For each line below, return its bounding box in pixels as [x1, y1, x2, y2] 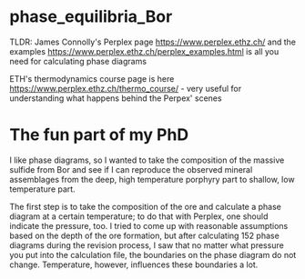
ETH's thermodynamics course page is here [9, 73, 175, 84]
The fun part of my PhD [9, 125, 189, 145]
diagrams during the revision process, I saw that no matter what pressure [9, 239, 284, 251]
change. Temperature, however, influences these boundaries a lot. [9, 259, 259, 270]
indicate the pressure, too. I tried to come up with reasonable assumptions [9, 220, 289, 231]
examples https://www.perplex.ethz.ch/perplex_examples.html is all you [9, 45, 280, 56]
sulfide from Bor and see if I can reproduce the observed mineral [9, 164, 253, 174]
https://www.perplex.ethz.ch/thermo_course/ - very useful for [9, 83, 242, 94]
